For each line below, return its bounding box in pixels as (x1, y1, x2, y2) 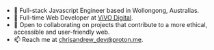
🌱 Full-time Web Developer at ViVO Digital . (13, 14, 133, 22)
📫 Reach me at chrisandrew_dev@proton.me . (13, 36, 144, 43)
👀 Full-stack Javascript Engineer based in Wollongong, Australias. (13, 7, 200, 14)
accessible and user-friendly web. (13, 28, 110, 36)
